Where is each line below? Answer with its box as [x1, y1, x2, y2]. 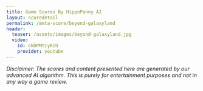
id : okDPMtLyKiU [17, 43, 59, 49]
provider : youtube [17, 49, 64, 55]
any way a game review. [6, 78, 68, 85]
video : [12, 37, 29, 43]
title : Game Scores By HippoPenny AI [6, 8, 102, 15]
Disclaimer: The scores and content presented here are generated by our [6, 65, 190, 72]
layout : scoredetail [6, 15, 59, 21]
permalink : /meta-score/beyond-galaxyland [6, 20, 115, 26]
